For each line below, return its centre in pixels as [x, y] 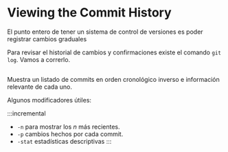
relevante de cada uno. [39, 87]
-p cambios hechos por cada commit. [70, 134]
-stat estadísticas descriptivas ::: [64, 142]
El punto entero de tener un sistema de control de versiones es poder [105, 32]
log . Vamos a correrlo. [39, 59]
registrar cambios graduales [47, 39]
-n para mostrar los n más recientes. [68, 127]
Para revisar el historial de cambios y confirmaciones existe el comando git [114, 52]
